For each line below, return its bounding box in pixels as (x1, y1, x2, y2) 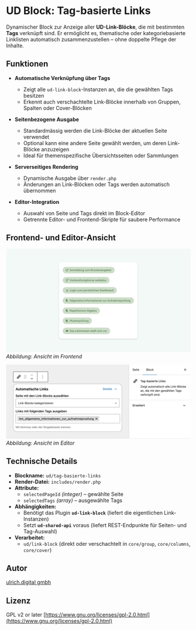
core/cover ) (23, 546, 52, 553)
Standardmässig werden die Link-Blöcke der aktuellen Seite (23, 127, 167, 134)
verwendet (23, 133, 50, 140)
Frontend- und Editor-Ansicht (6, 233, 116, 243)
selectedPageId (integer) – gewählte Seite (23, 490, 124, 497)
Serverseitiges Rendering (14, 163, 79, 170)
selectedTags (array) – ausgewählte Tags (23, 497, 123, 504)
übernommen (23, 187, 56, 194)
